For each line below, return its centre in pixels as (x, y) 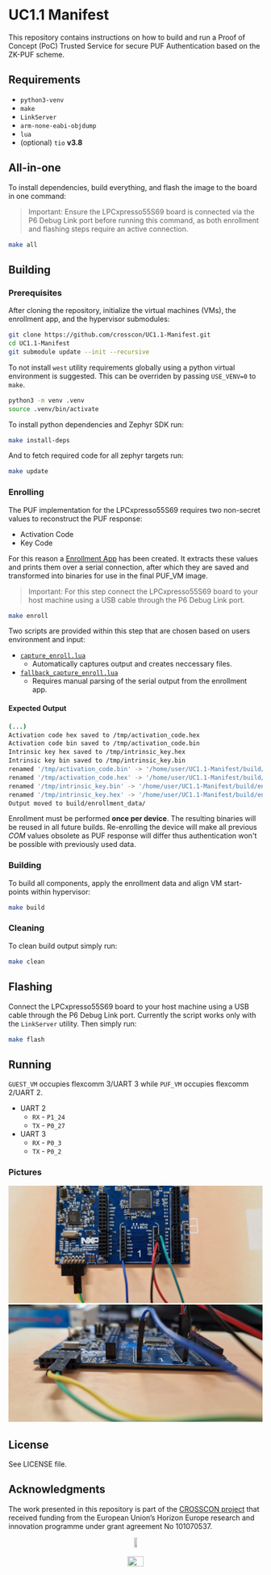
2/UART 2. (25, 1093)
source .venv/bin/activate (54, 409)
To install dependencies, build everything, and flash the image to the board (133, 187)
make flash (27, 1039)
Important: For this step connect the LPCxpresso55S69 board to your (143, 591)
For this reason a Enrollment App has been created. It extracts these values (133, 558)
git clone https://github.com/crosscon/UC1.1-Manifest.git (110, 335)
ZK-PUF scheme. (36, 54)
